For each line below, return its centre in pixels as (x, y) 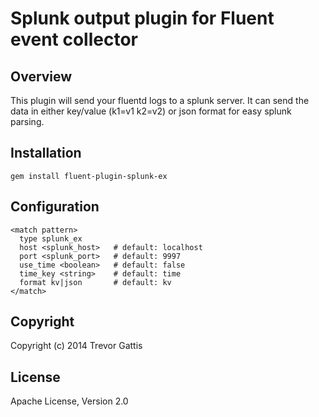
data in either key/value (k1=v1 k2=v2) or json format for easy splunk (151, 111)
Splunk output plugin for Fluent (142, 18)
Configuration (55, 207)
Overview (41, 76)
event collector (74, 39)
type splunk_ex (51, 238)
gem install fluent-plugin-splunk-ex (89, 176)
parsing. (27, 121)
